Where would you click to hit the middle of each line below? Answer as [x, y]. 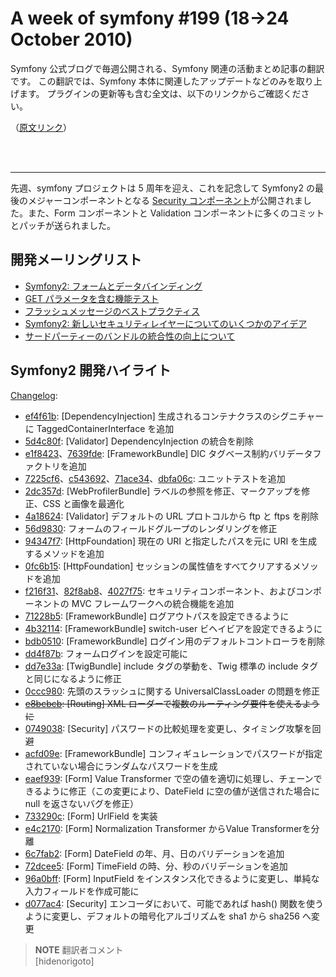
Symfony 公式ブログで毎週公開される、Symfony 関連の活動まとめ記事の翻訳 [167, 68]
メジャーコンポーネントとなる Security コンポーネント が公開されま [165, 200]
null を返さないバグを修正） [82, 803]
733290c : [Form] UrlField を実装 [91, 816]
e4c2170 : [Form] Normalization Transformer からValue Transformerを [168, 828]
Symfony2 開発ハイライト [91, 370]
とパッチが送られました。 [63, 225]
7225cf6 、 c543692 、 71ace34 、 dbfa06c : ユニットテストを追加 [155, 478]
